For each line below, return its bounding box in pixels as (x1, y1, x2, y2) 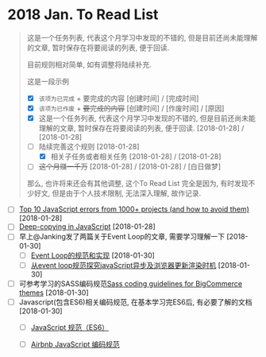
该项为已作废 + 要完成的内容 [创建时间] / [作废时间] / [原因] (38, 103, 225, 113)
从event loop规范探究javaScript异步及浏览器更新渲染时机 (30, 260, 217, 270)
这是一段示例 (26, 76, 69, 86)
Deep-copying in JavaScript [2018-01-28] (18, 222, 156, 231)
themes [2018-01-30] (18, 288, 89, 297)
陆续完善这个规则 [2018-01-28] (38, 142, 140, 152)
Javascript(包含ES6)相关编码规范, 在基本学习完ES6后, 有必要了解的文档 (18, 297, 253, 307)
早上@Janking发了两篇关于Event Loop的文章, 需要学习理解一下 (18, 232, 226, 242)
